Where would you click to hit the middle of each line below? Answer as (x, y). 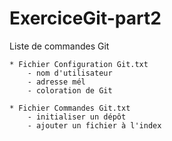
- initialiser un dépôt (77, 117)
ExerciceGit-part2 (85, 18)
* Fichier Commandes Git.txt (70, 108)
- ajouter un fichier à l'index (94, 125)
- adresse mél (56, 82)
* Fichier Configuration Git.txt (79, 64)
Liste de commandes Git (59, 46)
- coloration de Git (70, 90)
